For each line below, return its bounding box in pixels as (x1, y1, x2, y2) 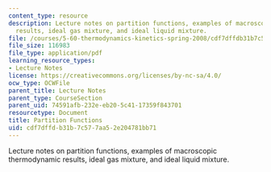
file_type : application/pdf (8, 49, 103, 57)
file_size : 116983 (8, 42, 70, 50)
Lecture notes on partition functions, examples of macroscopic (8, 145, 218, 155)
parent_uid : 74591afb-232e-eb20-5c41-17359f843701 (8, 101, 182, 109)
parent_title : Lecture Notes (8, 86, 106, 95)
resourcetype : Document (8, 109, 89, 117)
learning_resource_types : (8, 57, 95, 65)
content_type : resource (8, 11, 89, 20)
